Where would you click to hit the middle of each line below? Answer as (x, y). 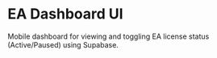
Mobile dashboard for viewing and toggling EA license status (108, 36)
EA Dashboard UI (65, 14)
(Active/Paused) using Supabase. (63, 44)
